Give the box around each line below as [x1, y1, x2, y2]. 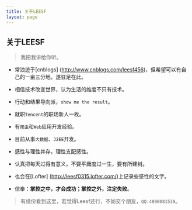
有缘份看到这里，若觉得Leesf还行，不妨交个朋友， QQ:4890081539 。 [20, 198, 181, 205]
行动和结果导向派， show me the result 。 [14, 98, 113, 105]
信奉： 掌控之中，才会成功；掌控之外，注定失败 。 [14, 185, 132, 192]
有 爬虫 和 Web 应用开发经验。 [14, 123, 78, 130]
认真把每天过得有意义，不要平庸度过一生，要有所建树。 [14, 160, 148, 167]
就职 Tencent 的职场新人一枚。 [14, 111, 85, 118]
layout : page [6, 14, 38, 20]
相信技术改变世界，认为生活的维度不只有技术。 [14, 86, 127, 93]
